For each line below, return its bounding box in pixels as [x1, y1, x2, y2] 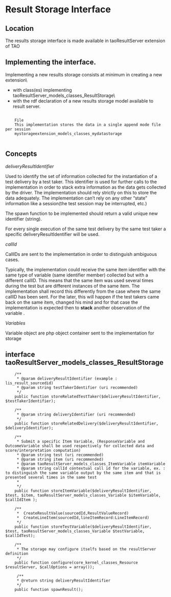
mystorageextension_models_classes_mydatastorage [14, 131, 123, 136]
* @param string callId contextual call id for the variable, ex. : [16, 466, 166, 471]
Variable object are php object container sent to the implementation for [5, 330, 155, 336]
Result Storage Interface [5, 4, 111, 15]
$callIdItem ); [5, 497, 38, 503]
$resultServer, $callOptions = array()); [5, 565, 95, 570]
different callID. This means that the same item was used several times [5, 277, 154, 283]
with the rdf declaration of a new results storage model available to [12, 97, 154, 104]
